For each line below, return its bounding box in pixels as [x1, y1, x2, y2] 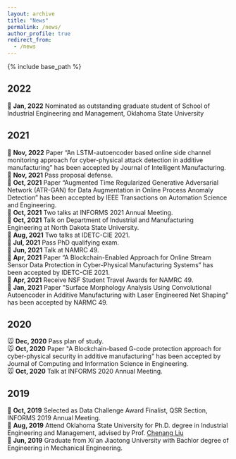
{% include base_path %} [7, 63, 82, 71]
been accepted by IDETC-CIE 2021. [7, 268, 111, 276]
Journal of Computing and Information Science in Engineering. [7, 360, 189, 368]
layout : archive [7, 10, 55, 18]
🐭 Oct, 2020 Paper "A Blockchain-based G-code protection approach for [7, 345, 222, 353]
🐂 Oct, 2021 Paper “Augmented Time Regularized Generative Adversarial [7, 178, 219, 187]
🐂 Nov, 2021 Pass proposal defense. [7, 171, 113, 179]
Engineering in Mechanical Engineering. [7, 443, 123, 452]
